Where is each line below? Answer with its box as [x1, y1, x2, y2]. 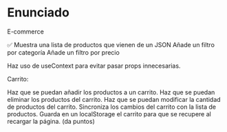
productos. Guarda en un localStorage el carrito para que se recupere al [7, 109, 211, 118]
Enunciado [7, 5, 70, 21]
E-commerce [7, 27, 45, 36]
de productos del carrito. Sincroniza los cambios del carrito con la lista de [7, 103, 217, 111]
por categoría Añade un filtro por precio [7, 48, 120, 56]
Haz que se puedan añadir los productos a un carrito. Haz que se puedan [7, 88, 215, 96]
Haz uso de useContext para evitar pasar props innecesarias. [7, 62, 181, 70]
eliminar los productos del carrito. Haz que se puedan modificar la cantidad [7, 95, 221, 103]
